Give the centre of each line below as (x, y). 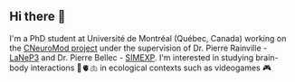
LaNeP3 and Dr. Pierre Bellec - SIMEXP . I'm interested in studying (132, 57)
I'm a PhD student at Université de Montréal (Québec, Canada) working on (148, 38)
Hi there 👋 (38, 17)
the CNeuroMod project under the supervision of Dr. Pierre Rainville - (138, 48)
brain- (267, 57)
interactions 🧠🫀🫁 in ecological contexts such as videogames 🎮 (151, 68)
